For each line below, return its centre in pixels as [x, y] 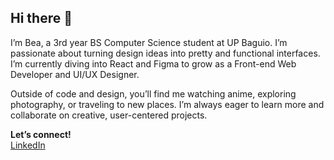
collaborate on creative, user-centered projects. [109, 115]
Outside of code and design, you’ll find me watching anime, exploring [153, 93]
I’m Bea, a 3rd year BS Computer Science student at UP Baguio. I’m [149, 42]
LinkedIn [28, 145]
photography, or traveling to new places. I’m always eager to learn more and [167, 104]
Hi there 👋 [41, 18]
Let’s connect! [41, 134]
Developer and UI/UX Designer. [75, 74]
